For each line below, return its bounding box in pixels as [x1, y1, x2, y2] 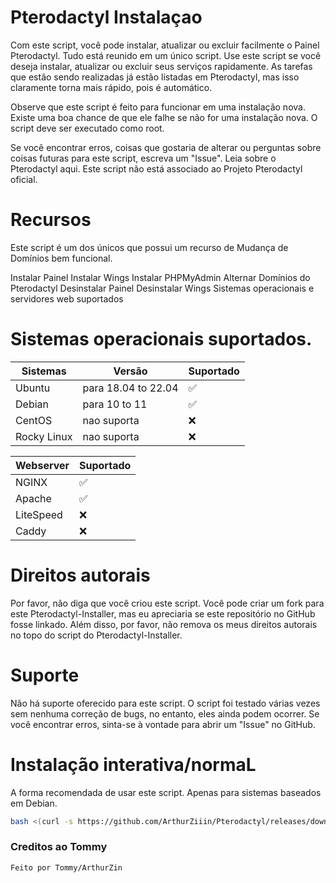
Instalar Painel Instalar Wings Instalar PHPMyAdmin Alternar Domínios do [10, 271, 311, 283]
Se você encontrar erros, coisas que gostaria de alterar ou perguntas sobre [10, 141, 322, 153]
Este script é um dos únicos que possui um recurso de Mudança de [10, 241, 289, 253]
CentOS [15, 413, 53, 427]
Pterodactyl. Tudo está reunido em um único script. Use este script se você [10, 49, 322, 61]
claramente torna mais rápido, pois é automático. [10, 81, 213, 93]
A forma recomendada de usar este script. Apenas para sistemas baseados [10, 786, 322, 798]
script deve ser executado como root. [10, 122, 165, 134]
